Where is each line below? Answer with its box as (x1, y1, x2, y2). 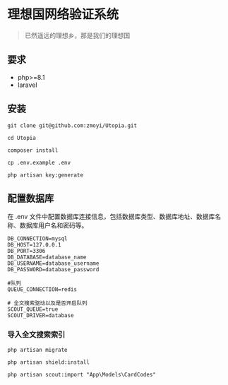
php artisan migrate (7, 346, 68, 353)
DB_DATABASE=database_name (7, 254, 87, 261)
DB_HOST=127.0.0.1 (7, 242, 61, 249)
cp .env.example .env (7, 159, 71, 166)
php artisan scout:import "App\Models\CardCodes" (7, 371, 157, 378)
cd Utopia (7, 134, 37, 141)
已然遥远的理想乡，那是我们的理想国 (24, 31, 131, 40)
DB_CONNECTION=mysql (7, 235, 68, 242)
